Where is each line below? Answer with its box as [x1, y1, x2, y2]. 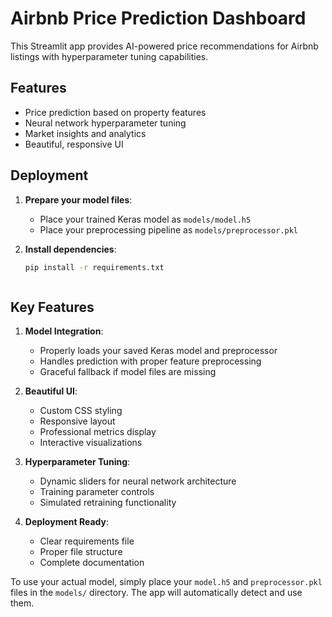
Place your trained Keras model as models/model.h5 [39, 213, 252, 225]
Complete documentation [39, 557, 145, 569]
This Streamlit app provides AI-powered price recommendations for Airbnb [10, 40, 319, 52]
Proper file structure [39, 546, 123, 558]
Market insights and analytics [24, 127, 147, 139]
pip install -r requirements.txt [24, 262, 165, 272]
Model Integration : [24, 325, 104, 337]
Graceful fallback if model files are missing [39, 366, 217, 378]
